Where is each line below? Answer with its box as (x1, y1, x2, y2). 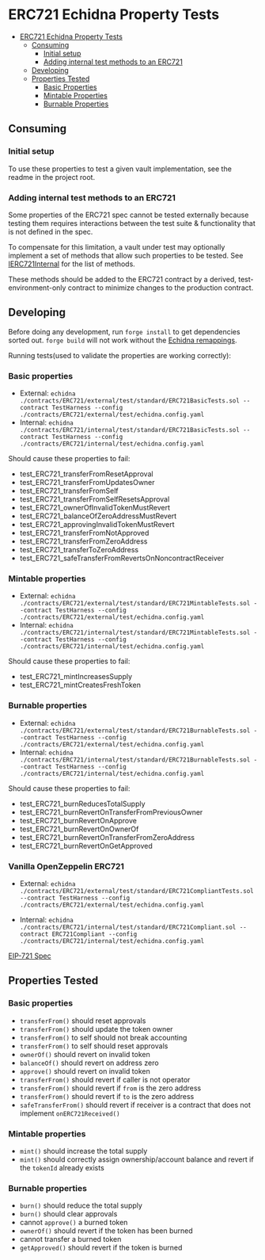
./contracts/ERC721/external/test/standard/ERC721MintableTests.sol (19, 600, 251, 608)
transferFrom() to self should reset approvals (19, 1040, 168, 1051)
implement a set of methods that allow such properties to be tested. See (8, 250, 244, 260)
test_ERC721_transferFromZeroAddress (19, 536, 148, 546)
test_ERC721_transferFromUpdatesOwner (19, 478, 156, 487)
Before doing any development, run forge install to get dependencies (8, 326, 240, 336)
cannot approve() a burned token (19, 1218, 128, 1228)
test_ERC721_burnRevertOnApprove (19, 815, 137, 825)
